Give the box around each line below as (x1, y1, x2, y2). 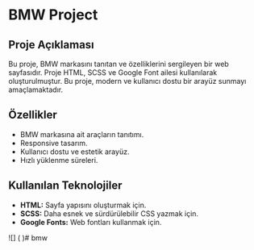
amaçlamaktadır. (8, 85, 63, 94)
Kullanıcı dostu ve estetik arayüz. (19, 147, 130, 156)
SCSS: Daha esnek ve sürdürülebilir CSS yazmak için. (19, 208, 199, 219)
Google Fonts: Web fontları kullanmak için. (19, 217, 162, 227)
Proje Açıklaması (8, 38, 94, 52)
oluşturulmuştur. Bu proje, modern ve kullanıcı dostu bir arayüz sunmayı (8, 77, 247, 85)
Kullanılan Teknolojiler (8, 179, 123, 193)
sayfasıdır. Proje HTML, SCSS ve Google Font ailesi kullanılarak (8, 68, 218, 77)
